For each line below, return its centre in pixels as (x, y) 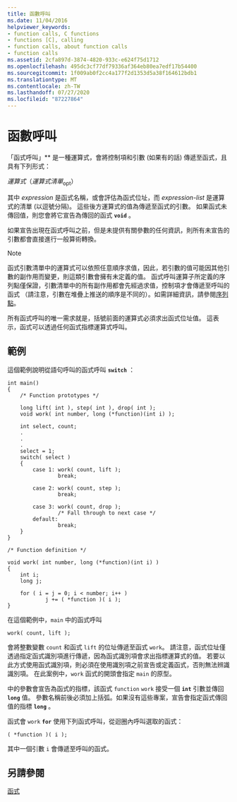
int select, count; (49, 426)
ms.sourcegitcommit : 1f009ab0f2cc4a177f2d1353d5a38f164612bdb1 (102, 73)
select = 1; (37, 451)
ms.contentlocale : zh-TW (44, 86)
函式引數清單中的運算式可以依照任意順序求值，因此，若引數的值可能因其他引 (119, 267)
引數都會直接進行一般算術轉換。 (54, 239)
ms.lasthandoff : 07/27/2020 (49, 93)
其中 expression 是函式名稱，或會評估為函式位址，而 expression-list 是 (110, 197)
